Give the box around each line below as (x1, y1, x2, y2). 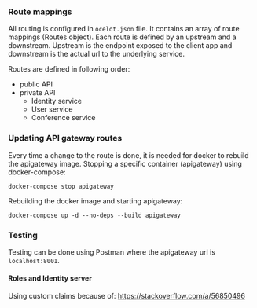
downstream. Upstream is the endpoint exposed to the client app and (8, 41, 233, 50)
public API (19, 79, 53, 89)
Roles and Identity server (8, 273, 93, 283)
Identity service (31, 97, 83, 106)
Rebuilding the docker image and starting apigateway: (8, 196, 183, 206)
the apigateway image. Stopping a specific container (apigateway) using (8, 159, 242, 168)
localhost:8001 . (8, 255, 61, 265)
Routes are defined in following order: (8, 64, 130, 74)
